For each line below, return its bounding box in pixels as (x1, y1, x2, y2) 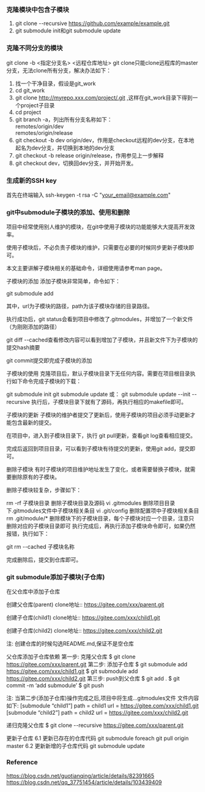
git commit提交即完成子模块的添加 (6, 357, 92, 364)
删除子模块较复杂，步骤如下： (6, 486, 81, 494)
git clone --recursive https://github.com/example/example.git (15, 20, 170, 27)
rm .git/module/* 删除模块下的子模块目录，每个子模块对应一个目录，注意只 (6, 515, 195, 522)
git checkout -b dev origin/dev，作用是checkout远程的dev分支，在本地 (15, 136, 195, 143)
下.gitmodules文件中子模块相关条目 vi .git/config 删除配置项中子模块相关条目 (6, 507, 199, 514)
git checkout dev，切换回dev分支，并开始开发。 (15, 159, 136, 167)
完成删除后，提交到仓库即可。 (6, 556, 81, 563)
